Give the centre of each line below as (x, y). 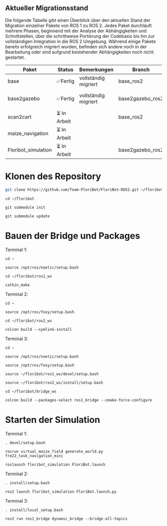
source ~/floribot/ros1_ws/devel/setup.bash (52, 374)
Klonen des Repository (53, 176)
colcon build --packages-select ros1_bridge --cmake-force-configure (79, 400)
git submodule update (28, 216)
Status (65, 69)
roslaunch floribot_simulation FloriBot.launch (55, 464)
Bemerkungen (96, 69)
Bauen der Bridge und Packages (73, 236)
